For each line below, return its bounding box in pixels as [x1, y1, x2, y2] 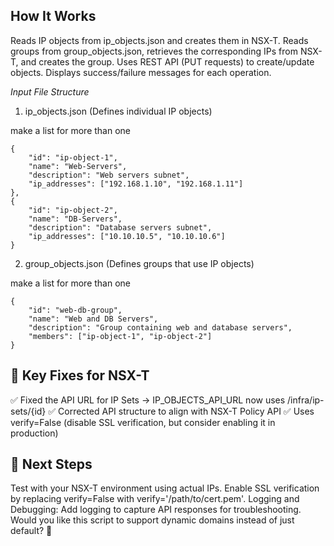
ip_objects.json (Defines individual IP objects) [24, 105, 213, 117]
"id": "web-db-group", [28, 305, 123, 315]
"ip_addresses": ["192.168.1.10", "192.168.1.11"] [28, 179, 244, 189]
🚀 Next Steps [10, 456, 93, 473]
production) [10, 427, 59, 439]
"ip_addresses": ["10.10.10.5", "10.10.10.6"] [28, 231, 226, 241]
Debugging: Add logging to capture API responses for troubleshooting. [10, 504, 302, 516]
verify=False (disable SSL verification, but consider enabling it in [10, 416, 276, 428]
